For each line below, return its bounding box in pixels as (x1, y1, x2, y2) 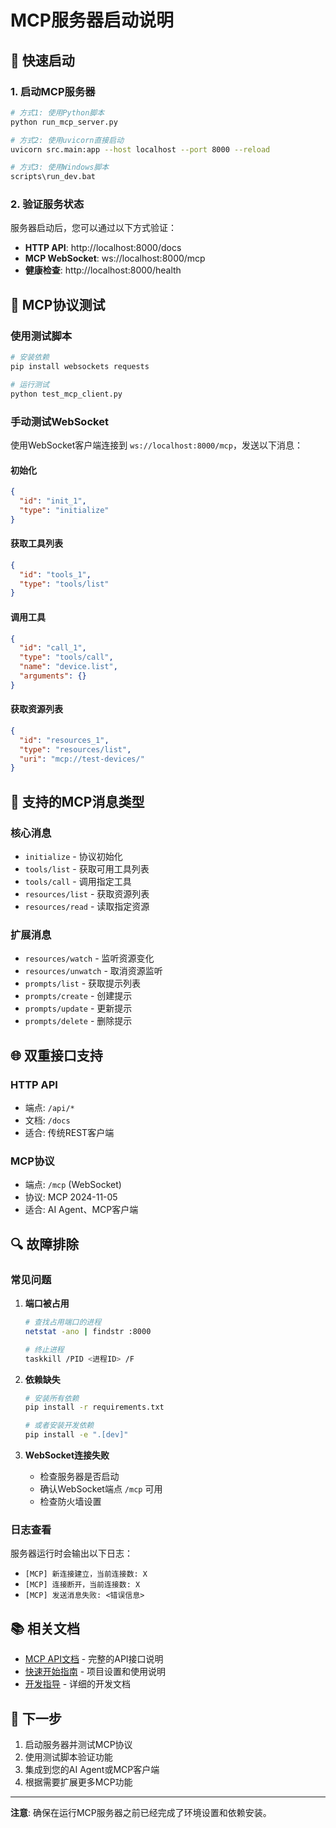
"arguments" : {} (19, 671, 87, 681)
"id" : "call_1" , (19, 643, 87, 653)
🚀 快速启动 (10, 52, 75, 69)
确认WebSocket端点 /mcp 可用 (39, 1483, 163, 1495)
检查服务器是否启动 (39, 1471, 120, 1482)
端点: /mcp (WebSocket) (24, 1179, 122, 1191)
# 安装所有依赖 (24, 1393, 80, 1403)
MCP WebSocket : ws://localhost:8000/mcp (24, 252, 206, 265)
